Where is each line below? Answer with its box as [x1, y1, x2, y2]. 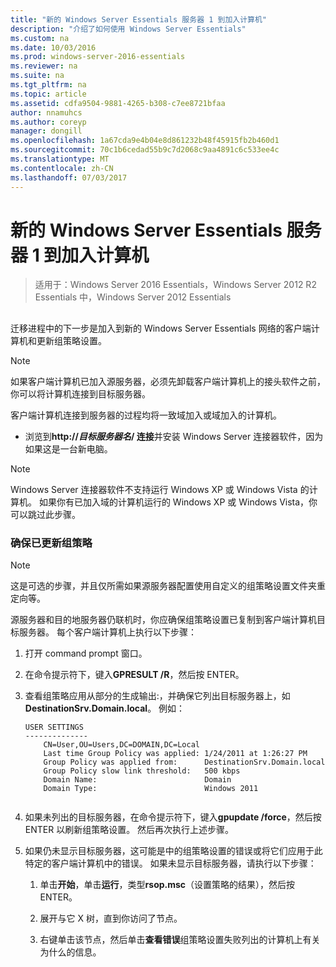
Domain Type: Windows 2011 [43, 784, 259, 794]
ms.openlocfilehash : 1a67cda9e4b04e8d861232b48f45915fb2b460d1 [10, 136, 280, 146]
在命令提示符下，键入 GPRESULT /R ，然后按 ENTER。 [24, 669, 245, 681]
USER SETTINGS [24, 722, 84, 733]
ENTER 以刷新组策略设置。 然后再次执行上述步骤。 [24, 824, 235, 836]
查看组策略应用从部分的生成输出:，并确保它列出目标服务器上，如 [24, 690, 291, 702]
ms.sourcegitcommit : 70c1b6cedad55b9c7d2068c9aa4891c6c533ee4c [10, 145, 280, 155]
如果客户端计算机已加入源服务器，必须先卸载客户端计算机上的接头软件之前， [10, 375, 326, 387]
